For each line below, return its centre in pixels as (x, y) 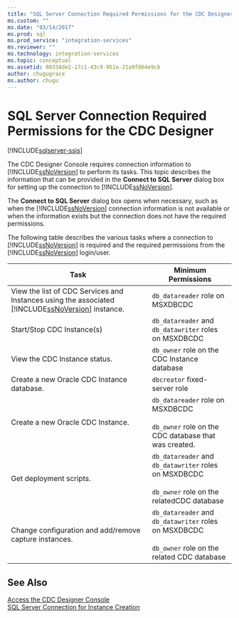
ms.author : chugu (33, 80)
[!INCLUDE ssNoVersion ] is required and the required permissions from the (116, 245)
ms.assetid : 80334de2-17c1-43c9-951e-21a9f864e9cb (84, 67)
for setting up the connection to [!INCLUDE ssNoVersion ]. (91, 187)
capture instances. (42, 540)
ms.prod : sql (27, 34)
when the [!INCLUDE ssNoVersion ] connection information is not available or (118, 208)
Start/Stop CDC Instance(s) (57, 330)
